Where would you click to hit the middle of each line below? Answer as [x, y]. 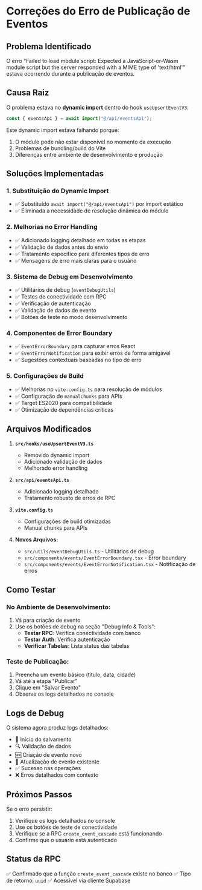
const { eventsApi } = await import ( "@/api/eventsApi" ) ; [79, 118]
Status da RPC [34, 859]
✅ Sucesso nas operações [48, 768]
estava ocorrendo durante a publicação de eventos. [71, 74]
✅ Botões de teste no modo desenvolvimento [71, 317]
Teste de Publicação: [38, 661]
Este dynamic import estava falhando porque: [63, 130]
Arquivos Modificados [49, 429]
